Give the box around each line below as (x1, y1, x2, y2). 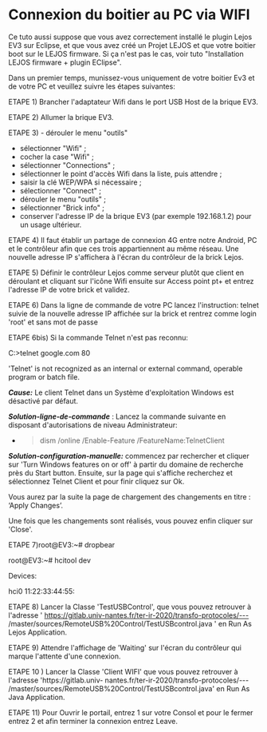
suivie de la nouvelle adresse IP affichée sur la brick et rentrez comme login (8, 308, 257, 318)
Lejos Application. (8, 627, 68, 637)
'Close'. (8, 524, 33, 534)
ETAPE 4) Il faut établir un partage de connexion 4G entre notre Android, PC (8, 235, 257, 245)
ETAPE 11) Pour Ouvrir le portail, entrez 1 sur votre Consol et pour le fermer (8, 707, 253, 717)
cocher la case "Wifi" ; (19, 152, 94, 161)
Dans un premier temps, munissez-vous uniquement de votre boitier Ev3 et (8, 73, 255, 82)
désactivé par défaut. (8, 396, 78, 405)
